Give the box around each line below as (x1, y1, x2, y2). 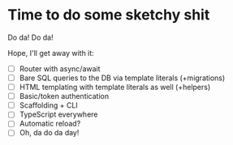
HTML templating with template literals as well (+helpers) (19, 83, 211, 92)
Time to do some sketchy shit (7, 6, 210, 24)
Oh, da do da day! (19, 128, 80, 138)
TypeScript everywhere (19, 109, 98, 119)
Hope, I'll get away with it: (7, 48, 94, 58)
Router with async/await (19, 63, 101, 74)
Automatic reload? (19, 119, 81, 129)
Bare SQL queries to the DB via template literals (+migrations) (19, 73, 226, 83)
